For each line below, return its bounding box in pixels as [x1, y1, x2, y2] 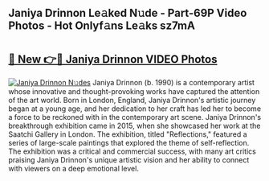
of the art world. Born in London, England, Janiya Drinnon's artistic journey [8, 96, 256, 105]
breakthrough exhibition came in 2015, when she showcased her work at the [8, 121, 261, 130]
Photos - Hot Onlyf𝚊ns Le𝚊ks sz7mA [8, 19, 195, 33]
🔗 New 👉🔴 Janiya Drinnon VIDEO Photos [8, 52, 218, 66]
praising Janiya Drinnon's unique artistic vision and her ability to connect [8, 155, 250, 164]
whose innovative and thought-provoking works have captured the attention [8, 87, 260, 96]
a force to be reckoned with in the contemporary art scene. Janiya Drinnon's [8, 113, 262, 121]
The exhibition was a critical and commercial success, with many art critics [8, 146, 257, 156]
